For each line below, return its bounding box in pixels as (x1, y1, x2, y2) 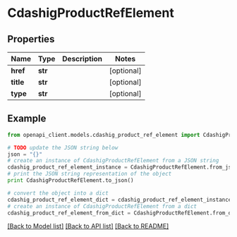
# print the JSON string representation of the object (7, 171, 172, 178)
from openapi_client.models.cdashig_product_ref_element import (7, 131, 200, 138)
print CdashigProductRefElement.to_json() (7, 177, 134, 184)
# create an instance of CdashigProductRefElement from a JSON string (7, 157, 219, 164)
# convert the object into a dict (7, 189, 109, 197)
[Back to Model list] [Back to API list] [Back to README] (7, 222, 169, 231)
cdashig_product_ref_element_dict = (7, 196, 115, 203)
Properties (7, 33, 55, 45)
